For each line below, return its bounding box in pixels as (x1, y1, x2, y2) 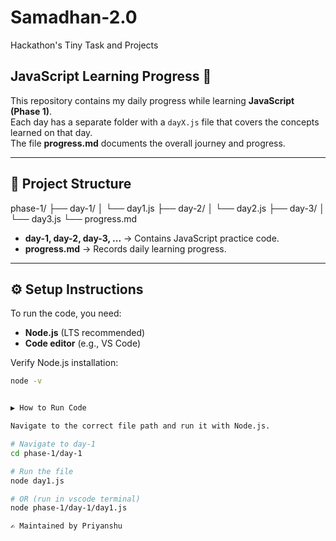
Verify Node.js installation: (10, 357, 119, 369)
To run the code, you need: (10, 307, 122, 320)
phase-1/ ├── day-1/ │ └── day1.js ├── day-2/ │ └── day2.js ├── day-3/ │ (10, 202, 326, 214)
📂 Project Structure (10, 176, 132, 193)
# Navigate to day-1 (10, 439, 97, 449)
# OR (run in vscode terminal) (10, 494, 141, 504)
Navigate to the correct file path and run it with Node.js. (10, 421, 271, 431)
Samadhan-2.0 (10, 6, 138, 29)
